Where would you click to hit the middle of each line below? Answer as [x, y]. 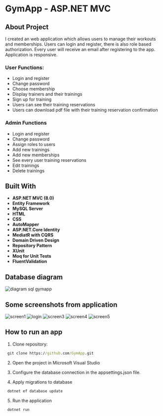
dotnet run [18, 410]
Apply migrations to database [42, 382]
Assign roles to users [34, 144]
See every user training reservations [49, 160]
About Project [27, 27]
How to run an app [34, 332]
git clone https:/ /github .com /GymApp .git [50, 353]
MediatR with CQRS [33, 235]
